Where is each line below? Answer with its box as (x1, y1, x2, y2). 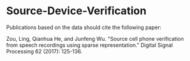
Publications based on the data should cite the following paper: (6, 24, 162, 31)
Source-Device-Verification (6, 4, 147, 18)
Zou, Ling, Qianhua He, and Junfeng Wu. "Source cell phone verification (6, 35, 184, 42)
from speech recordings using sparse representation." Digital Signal (6, 41, 173, 49)
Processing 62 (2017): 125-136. (6, 47, 82, 54)
